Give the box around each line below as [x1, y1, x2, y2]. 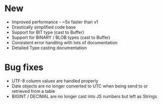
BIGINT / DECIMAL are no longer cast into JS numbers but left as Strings [11, 93, 158, 99]
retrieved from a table [11, 88, 55, 94]
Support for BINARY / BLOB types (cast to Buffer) [11, 35, 110, 40]
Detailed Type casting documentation [11, 45, 87, 51]
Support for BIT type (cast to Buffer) [11, 29, 85, 35]
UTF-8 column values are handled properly [11, 78, 98, 84]
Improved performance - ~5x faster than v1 [11, 19, 98, 25]
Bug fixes [4, 62, 44, 73]
